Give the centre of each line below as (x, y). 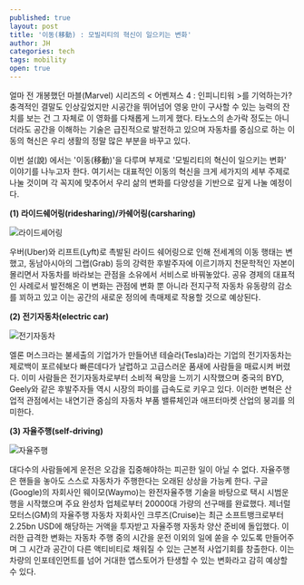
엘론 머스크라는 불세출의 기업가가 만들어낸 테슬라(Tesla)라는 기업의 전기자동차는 (151, 355)
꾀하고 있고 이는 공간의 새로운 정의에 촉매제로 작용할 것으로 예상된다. (140, 297)
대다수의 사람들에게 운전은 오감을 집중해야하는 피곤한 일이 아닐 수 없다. (134, 469)
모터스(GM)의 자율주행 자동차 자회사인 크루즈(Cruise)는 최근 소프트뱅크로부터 (147, 514)
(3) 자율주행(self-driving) (56, 431)
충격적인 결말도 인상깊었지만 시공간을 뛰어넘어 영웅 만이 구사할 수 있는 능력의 (145, 106)
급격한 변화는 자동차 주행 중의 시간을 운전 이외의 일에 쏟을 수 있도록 (144, 537)
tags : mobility (38, 60)
